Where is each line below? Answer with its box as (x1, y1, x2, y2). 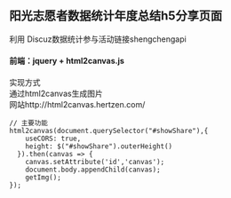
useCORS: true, (25, 134, 82, 144)
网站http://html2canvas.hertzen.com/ (9, 99, 146, 110)
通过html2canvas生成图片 (9, 88, 104, 99)
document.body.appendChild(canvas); (25, 165, 162, 175)
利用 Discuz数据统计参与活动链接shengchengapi (9, 34, 187, 44)
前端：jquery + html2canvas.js (9, 56, 124, 67)
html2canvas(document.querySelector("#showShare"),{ (9, 127, 209, 136)
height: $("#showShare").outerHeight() (25, 142, 173, 151)
